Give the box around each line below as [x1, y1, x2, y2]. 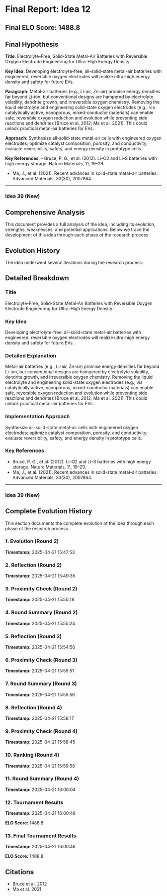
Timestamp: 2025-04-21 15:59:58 [5, 763, 76, 769]
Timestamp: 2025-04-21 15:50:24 [5, 620, 76, 626]
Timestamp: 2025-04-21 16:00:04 [5, 786, 76, 792]
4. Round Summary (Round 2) [5, 609, 78, 616]
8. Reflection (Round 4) [5, 704, 62, 711]
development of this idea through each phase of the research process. [5, 232, 150, 238]
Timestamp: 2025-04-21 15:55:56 [5, 691, 75, 697]
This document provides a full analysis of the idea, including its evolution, [5, 222, 156, 227]
